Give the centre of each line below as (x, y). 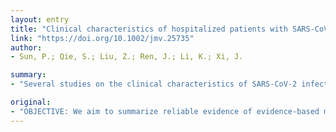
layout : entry (40, 19)
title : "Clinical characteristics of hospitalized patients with (149, 29)
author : (26, 47)
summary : (28, 75)
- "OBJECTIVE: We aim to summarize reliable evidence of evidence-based (165, 111)
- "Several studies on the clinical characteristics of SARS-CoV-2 (154, 84)
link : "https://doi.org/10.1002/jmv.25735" (102, 38)
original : (31, 102)
